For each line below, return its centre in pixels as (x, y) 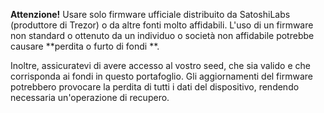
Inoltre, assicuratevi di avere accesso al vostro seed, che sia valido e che (160, 65)
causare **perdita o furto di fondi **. (85, 46)
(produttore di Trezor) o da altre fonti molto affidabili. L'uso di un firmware (162, 25)
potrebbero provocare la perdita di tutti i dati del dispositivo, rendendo (155, 87)
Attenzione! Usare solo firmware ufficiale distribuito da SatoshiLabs (150, 14)
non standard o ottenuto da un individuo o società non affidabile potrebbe (162, 35)
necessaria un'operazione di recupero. (90, 97)
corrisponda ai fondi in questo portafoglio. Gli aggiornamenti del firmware (161, 76)
